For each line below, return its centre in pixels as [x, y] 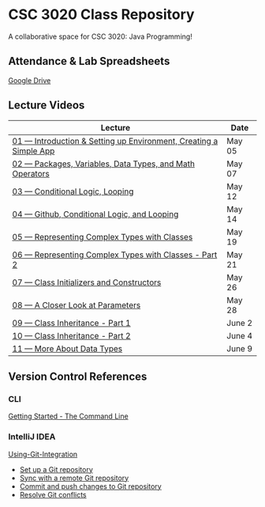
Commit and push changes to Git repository [90, 486]
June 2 [240, 323]
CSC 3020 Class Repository [101, 15]
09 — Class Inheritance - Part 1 [72, 323]
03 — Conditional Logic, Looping [73, 191]
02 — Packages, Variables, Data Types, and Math [104, 164]
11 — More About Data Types [67, 348]
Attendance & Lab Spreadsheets [89, 61]
